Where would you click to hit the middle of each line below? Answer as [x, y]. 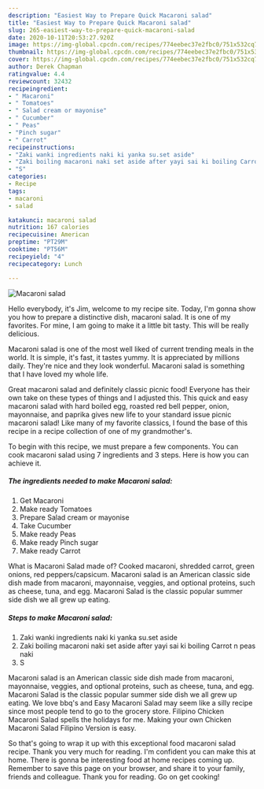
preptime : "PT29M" [38, 242]
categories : [27, 177]
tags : [17, 191]
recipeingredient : [38, 89]
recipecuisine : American [49, 235]
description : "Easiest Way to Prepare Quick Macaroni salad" [110, 15]
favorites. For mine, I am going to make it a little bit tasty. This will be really [128, 325]
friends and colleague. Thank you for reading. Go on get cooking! [114, 777]
